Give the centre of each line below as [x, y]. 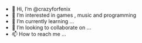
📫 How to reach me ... [39, 34]
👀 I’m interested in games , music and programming [74, 15]
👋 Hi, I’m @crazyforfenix [41, 9]
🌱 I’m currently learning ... [43, 21]
